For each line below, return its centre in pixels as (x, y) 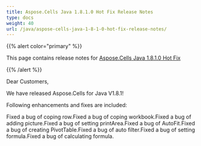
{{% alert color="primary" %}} (44, 46)
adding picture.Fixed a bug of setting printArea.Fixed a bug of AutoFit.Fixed (101, 123)
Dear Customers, (28, 82)
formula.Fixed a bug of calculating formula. (60, 136)
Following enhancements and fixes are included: (67, 105)
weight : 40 (20, 23)
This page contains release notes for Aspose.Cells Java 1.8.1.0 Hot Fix (94, 58)
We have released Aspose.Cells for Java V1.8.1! (65, 93)
